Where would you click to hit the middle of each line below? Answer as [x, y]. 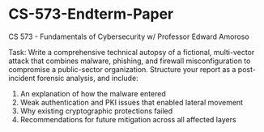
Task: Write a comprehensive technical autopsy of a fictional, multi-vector [132, 52]
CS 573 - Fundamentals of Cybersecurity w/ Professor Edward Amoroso [129, 36]
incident [22, 78]
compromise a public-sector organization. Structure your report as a [122, 69]
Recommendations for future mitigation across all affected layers [128, 119]
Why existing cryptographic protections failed [96, 111]
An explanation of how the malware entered [93, 93]
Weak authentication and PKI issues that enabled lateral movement [132, 102]
